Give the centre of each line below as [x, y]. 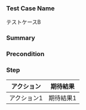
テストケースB [24, 22]
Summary [21, 38]
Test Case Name [30, 8]
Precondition [25, 54]
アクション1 [26, 98]
